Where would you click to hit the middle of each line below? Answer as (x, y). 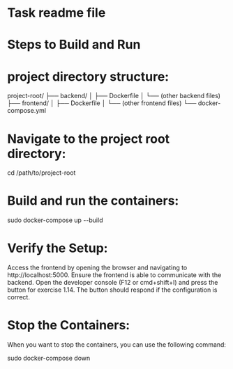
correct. (18, 297)
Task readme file (57, 13)
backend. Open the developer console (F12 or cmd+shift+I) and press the (113, 283)
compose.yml (27, 111)
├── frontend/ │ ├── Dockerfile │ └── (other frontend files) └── (102, 103)
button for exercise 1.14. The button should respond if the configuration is (112, 290)
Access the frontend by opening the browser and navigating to (97, 268)
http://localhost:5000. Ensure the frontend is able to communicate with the (114, 275)
